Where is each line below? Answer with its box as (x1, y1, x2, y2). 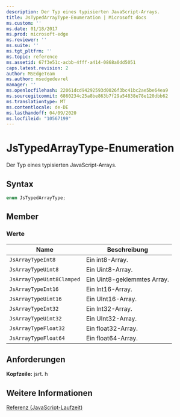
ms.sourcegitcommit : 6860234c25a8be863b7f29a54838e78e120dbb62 (6, 93, 169, 99)
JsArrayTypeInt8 (9, 256, 56, 263)
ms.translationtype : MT (6, 98, 66, 104)
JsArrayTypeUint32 (9, 315, 62, 322)
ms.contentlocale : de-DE (6, 104, 69, 110)
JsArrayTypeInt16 (9, 285, 59, 293)
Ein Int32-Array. (86, 304, 132, 313)
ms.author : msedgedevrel (6, 76, 69, 82)
